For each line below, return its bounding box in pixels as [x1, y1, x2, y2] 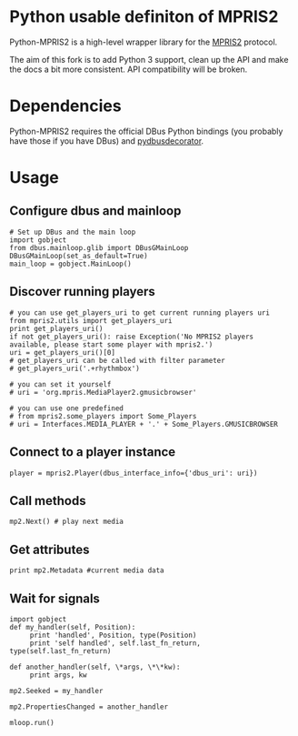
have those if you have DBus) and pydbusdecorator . [9, 135, 204, 146]
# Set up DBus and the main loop [9, 227, 136, 237]
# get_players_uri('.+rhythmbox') [9, 364, 141, 373]
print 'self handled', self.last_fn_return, [29, 639, 202, 648]
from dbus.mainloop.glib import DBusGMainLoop [9, 243, 189, 252]
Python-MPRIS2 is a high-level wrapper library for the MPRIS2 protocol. [9, 36, 278, 47]
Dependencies [9, 96, 122, 116]
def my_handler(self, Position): [9, 622, 136, 631]
